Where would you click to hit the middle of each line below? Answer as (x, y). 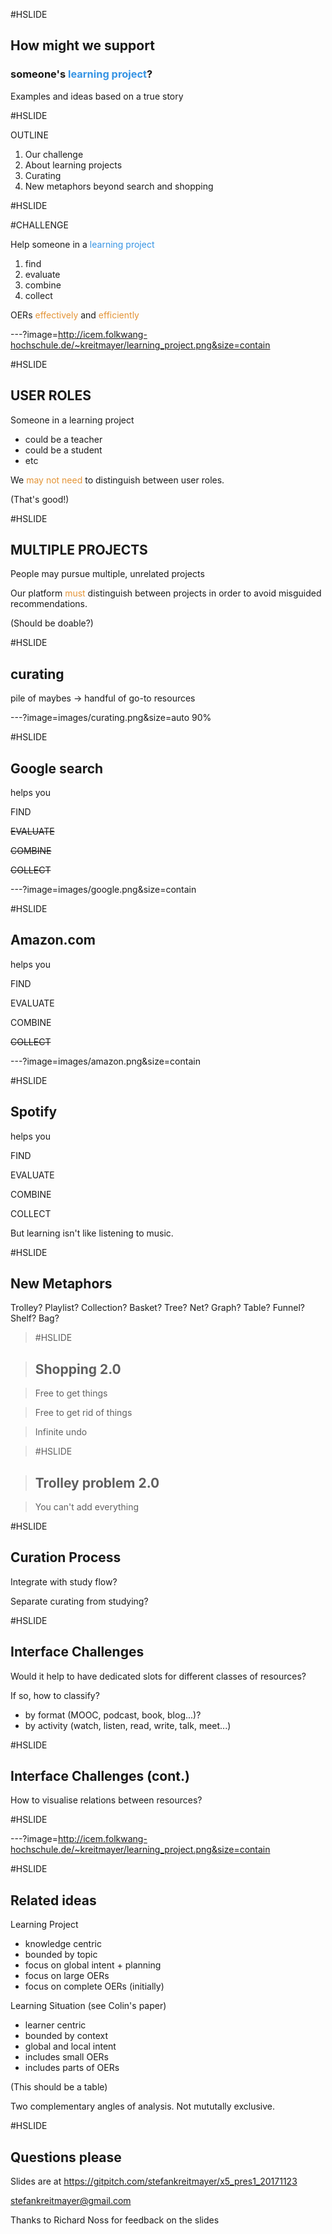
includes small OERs (66, 2057)
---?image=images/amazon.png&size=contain (105, 1061)
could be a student (63, 450)
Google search (57, 768)
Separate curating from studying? (79, 1601)
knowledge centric (63, 1944)
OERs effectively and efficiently (75, 315)
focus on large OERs (67, 1976)
